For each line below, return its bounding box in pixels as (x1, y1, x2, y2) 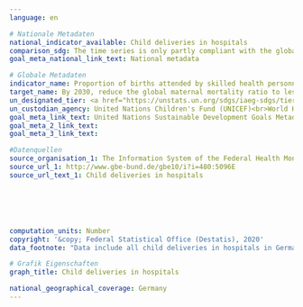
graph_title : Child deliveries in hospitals (9, 267, 179, 277)
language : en (9, 13, 59, 23)
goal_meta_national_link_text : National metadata (9, 55, 200, 64)
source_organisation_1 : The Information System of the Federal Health (9, 154, 280, 163)
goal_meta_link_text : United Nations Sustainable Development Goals (9, 113, 272, 122)
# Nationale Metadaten (9, 29, 95, 39)
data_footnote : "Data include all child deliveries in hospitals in (9, 243, 272, 252)
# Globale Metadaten (9, 71, 87, 80)
